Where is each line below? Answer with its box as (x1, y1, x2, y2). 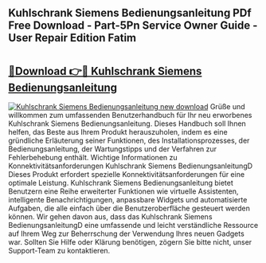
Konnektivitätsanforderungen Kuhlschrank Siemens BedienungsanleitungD (8, 161, 253, 171)
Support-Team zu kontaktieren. (8, 246, 111, 255)
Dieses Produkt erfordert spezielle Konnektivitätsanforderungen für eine (8, 170, 245, 179)
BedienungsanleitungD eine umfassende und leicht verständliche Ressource (8, 221, 259, 230)
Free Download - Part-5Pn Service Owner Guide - (8, 19, 258, 33)
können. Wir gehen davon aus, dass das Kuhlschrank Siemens (8, 212, 213, 222)
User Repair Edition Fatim (8, 31, 137, 45)
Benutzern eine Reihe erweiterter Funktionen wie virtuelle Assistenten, (8, 186, 239, 196)
